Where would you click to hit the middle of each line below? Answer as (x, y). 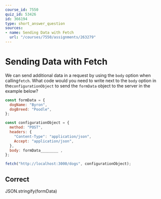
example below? (22, 91)
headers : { (21, 132)
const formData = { (25, 100)
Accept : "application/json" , (44, 141)
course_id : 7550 (22, 10)
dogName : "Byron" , (29, 105)
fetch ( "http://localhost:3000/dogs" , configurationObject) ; (68, 164)
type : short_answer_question (35, 23)
